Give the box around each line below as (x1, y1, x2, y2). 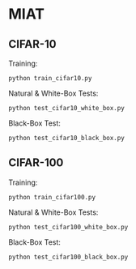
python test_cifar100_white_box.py (8, 223, 129, 231)
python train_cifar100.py (8, 193, 96, 201)
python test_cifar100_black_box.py (8, 253, 129, 261)
